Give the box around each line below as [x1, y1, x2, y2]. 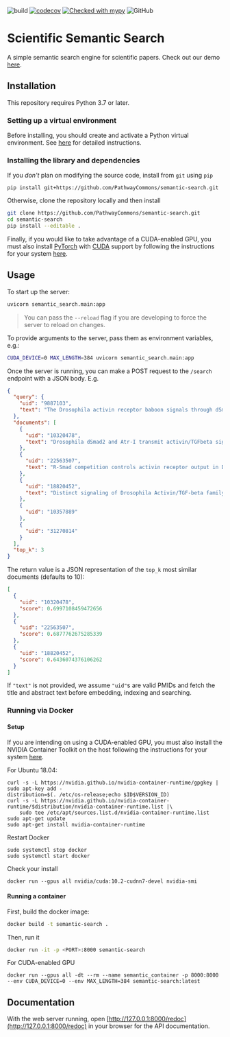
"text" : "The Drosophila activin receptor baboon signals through [19, 407, 213, 414]
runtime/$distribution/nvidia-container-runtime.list [7, 803, 164, 810]
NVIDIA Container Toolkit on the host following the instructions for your [7, 745, 207, 754]
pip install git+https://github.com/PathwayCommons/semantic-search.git [7, 184, 219, 191]
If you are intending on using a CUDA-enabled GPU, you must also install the [7, 738, 222, 746]
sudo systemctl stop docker [7, 846, 88, 853]
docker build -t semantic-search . [7, 920, 109, 927]
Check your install [7, 864, 58, 872]
